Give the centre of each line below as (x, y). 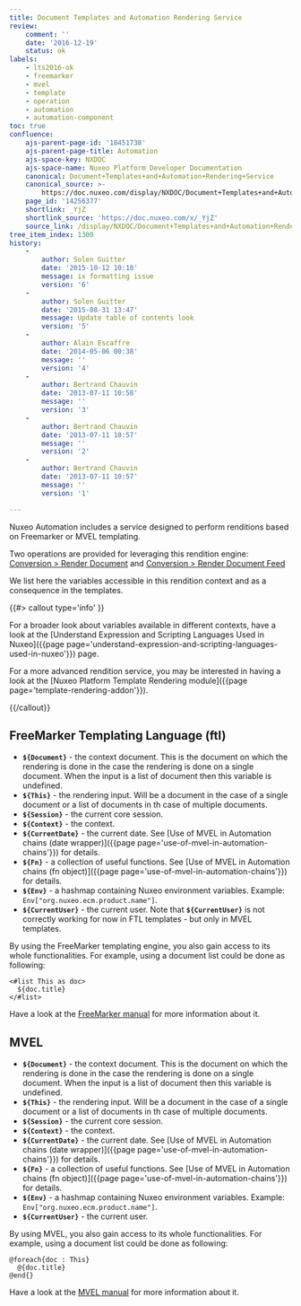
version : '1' (66, 493)
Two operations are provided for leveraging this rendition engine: (129, 554)
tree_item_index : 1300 (52, 234)
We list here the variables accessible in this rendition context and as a (138, 581)
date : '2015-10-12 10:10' (90, 268)
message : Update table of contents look (118, 318)
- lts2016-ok (50, 68)
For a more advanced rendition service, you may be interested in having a (145, 671)
